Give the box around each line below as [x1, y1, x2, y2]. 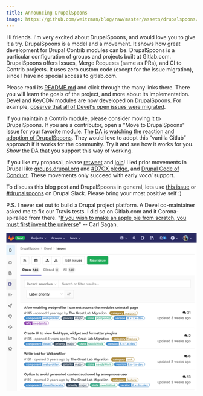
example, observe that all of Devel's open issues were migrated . [6, 103, 166, 110]
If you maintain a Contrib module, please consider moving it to [6, 115, 161, 122]
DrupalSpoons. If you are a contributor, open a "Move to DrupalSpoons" [6, 121, 185, 128]
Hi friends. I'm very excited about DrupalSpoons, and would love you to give [6, 33, 196, 41]
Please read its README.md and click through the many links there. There [6, 83, 190, 91]
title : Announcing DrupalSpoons [6, 10, 88, 16]
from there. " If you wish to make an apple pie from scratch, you [28, 214, 187, 221]
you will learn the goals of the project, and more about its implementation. [6, 90, 190, 97]
